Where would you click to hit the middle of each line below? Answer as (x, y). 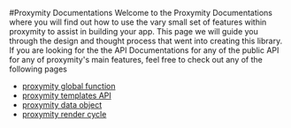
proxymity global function (69, 86)
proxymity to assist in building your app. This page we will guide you (134, 31)
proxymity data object (62, 105)
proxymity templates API (67, 95)
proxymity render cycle (64, 114)
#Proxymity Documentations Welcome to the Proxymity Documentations (141, 13)
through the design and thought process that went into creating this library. (146, 41)
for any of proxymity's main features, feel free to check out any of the (136, 60)
